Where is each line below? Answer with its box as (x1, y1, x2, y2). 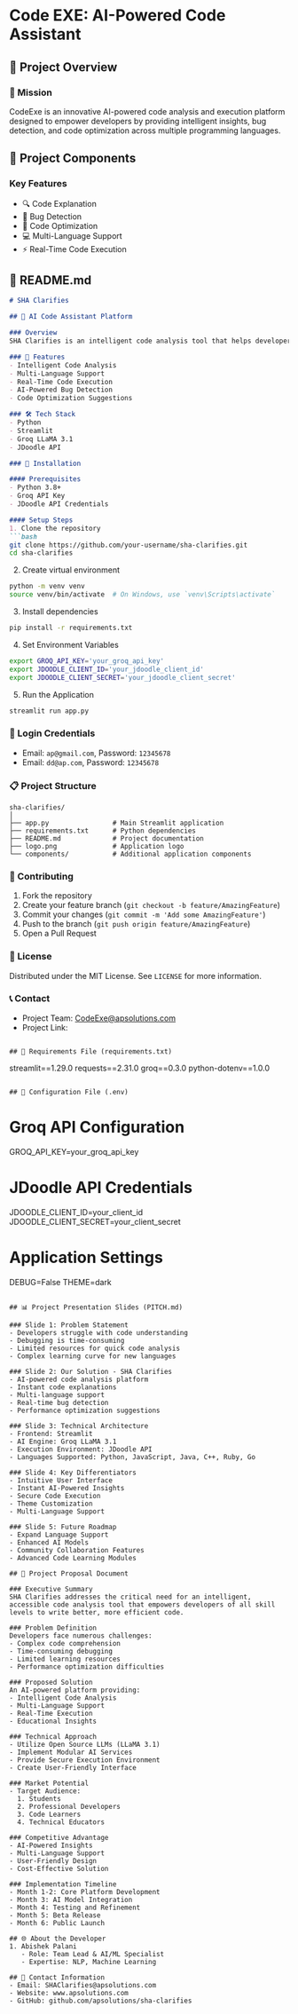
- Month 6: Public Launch (9, 1918, 105, 1927)
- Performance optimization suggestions (9, 1406, 161, 1415)
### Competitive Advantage (9, 1833, 109, 1842)
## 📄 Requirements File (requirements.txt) (9, 1046, 173, 1056)
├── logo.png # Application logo (9, 841, 184, 850)
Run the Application (21, 689, 95, 699)
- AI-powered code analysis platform (9, 1375, 149, 1384)
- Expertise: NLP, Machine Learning (20, 1957, 157, 1966)
